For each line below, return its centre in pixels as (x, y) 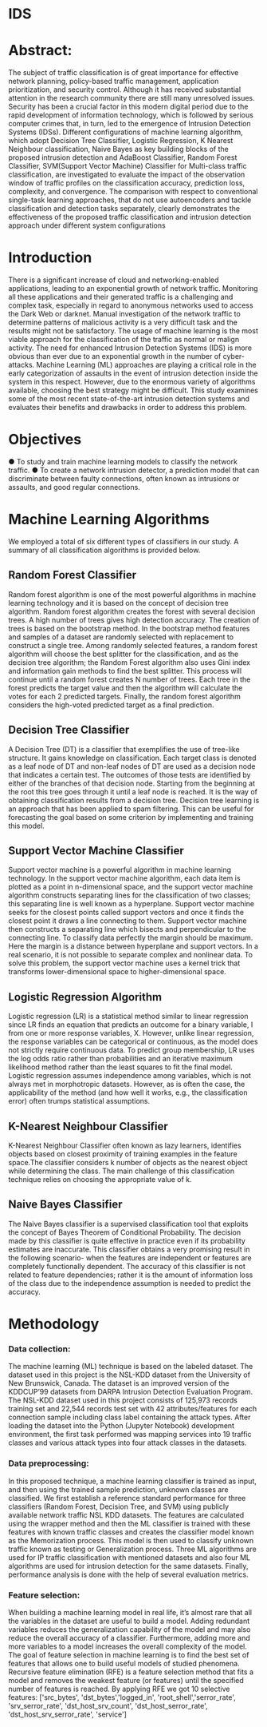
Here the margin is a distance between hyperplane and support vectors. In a (133, 946)
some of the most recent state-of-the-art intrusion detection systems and (129, 399)
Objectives (45, 440)
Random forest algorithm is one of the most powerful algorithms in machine (132, 594)
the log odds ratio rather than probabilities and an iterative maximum (121, 1059)
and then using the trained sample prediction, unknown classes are (118, 1489)
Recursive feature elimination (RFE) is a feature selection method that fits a (131, 1672)
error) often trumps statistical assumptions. (79, 1101)
